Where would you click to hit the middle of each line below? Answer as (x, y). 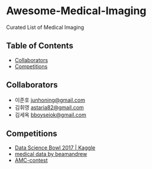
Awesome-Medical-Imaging (76, 11)
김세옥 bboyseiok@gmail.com (51, 115)
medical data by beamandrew (51, 154)
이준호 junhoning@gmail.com (50, 100)
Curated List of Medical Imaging (45, 27)
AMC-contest (31, 160)
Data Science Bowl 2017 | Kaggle (55, 148)
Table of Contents (40, 46)
